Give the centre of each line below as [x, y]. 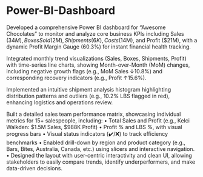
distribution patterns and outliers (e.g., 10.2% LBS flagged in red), [88, 96]
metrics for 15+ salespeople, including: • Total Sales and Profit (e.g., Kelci [98, 120]
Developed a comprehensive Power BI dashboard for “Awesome [86, 27]
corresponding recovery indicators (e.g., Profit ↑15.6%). [76, 78]
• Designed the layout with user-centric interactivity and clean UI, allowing [99, 155]
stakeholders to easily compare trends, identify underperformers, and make [101, 162]
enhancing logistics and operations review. [60, 102]
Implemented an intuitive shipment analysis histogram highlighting [89, 89]
